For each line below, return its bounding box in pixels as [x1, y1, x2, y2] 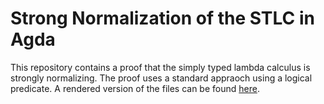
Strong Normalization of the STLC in [10, 7, 315, 30]
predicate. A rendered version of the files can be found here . [10, 82, 260, 94]
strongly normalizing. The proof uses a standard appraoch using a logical [10, 72, 313, 84]
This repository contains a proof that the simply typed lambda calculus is [10, 61, 311, 73]
